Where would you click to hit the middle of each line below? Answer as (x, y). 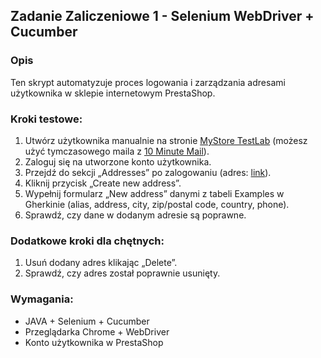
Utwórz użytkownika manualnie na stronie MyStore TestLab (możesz (166, 140)
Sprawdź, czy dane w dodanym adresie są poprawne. (135, 215)
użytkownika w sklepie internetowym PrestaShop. (113, 93)
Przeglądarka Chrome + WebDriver (97, 331)
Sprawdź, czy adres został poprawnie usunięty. (122, 273)
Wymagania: (42, 299)
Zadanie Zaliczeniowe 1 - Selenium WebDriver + (162, 16)
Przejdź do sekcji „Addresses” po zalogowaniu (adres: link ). (148, 172)
